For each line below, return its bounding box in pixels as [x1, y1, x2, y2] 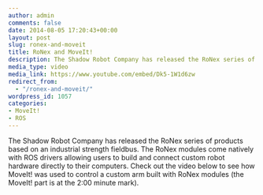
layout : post [8, 33, 51, 42]
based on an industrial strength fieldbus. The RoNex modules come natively [8, 144, 254, 154]
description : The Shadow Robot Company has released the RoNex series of [8, 56, 256, 64]
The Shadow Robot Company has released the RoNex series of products [8, 136, 244, 145]
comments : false [8, 19, 61, 27]
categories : [8, 99, 47, 107]
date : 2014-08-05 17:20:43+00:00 [8, 26, 118, 34]
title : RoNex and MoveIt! [8, 48, 93, 56]
